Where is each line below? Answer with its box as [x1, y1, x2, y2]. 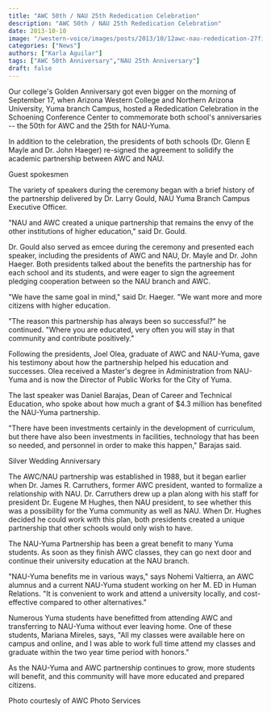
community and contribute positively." [8, 333, 135, 343]
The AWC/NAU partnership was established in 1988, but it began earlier [8, 472, 247, 481]
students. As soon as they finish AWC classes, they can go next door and [8, 547, 252, 557]
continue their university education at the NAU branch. [8, 556, 190, 565]
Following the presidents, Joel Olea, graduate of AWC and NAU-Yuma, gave [8, 349, 261, 359]
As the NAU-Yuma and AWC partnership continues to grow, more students [8, 663, 256, 673]
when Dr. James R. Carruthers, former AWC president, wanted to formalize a [8, 480, 263, 489]
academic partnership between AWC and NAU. [8, 153, 165, 163]
